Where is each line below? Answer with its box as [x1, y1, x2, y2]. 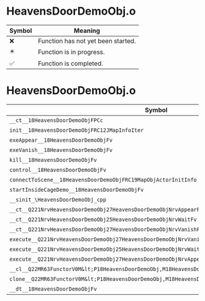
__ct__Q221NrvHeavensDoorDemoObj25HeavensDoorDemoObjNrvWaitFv [9, 216, 197, 223]
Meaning [74, 26, 101, 35]
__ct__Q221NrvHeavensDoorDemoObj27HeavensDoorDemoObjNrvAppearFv [9, 206, 203, 213]
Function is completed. [37, 59, 104, 68]
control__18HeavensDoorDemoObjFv [9, 166, 107, 173]
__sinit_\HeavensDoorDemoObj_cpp [9, 196, 107, 203]
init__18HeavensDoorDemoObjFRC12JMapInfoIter [9, 126, 144, 134]
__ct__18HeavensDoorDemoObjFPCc [9, 117, 104, 123]
